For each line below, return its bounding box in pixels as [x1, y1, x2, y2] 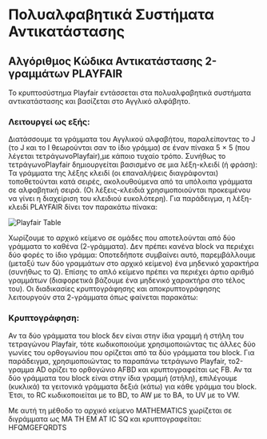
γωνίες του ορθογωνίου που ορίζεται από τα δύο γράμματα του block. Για [8, 347, 255, 357]
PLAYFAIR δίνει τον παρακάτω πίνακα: [30, 202, 158, 212]
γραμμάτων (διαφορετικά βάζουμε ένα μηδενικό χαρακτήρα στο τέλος [8, 275, 245, 285]
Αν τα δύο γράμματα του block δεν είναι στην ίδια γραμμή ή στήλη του [8, 330, 245, 340]
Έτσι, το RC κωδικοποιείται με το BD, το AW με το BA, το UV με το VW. [8, 390, 240, 400]
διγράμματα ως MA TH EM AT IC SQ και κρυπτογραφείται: [8, 413, 202, 424]
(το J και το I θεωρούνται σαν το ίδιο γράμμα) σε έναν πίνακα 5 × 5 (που [8, 143, 250, 152]
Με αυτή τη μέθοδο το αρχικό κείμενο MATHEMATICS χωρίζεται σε [8, 405, 233, 415]
